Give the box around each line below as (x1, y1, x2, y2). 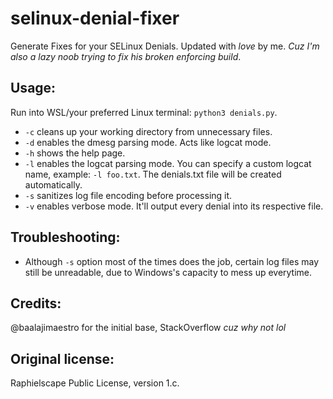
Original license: (10, 350, 115, 367)
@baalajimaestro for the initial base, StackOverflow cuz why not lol (10, 322, 287, 334)
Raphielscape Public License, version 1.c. (10, 377, 180, 389)
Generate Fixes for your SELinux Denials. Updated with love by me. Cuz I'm (10, 40, 320, 52)
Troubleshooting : (10, 229, 121, 246)
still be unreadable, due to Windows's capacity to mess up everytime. (24, 266, 313, 278)
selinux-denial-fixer (10, 7, 180, 30)
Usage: (10, 80, 57, 97)
